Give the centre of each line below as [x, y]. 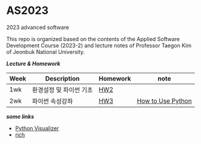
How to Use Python [164, 100]
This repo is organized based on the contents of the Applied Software [93, 39]
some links [20, 116]
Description [62, 78]
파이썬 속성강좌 [53, 101]
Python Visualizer [37, 128]
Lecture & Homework [33, 64]
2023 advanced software [38, 27]
